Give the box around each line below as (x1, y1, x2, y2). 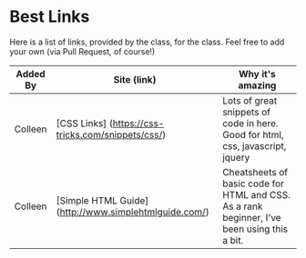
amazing (238, 79, 277, 92)
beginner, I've (222, 211, 281, 223)
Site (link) (113, 73, 157, 85)
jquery (222, 151, 250, 164)
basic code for (222, 177, 285, 190)
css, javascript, (222, 139, 287, 152)
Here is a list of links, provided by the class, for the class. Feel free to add (9, 36, 285, 47)
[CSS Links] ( (56, 116, 114, 129)
